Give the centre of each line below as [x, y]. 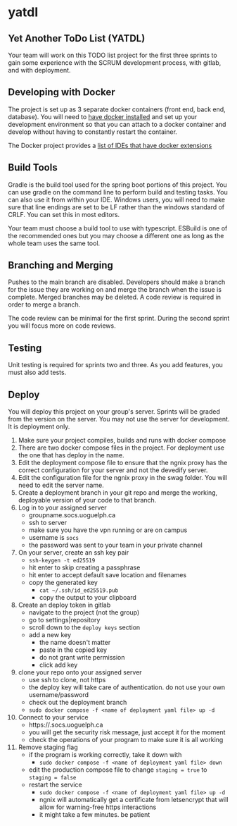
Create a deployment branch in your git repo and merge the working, [118, 493]
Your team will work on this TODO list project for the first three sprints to [113, 55]
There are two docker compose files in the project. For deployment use [121, 448]
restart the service [56, 785]
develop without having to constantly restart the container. [93, 132]
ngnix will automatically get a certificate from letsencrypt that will [134, 800]
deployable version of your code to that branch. [87, 500]
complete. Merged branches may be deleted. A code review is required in [114, 297]
